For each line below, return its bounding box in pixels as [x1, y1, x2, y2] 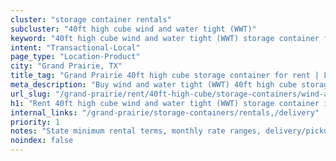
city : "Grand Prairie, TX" [10, 61, 123, 71]
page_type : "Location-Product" [10, 52, 141, 62]
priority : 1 [10, 117, 60, 127]
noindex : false [10, 136, 74, 146]
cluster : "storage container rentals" [10, 14, 172, 25]
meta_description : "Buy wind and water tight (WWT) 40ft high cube [10, 80, 298, 90]
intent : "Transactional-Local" [10, 42, 141, 53]
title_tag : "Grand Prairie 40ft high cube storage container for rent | [10, 71, 320, 81]
